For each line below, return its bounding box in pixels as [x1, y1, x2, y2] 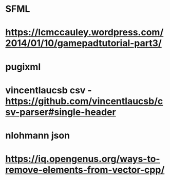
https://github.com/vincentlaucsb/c [5, 95, 163, 107]
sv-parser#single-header [5, 106, 117, 118]
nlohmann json [5, 129, 70, 141]
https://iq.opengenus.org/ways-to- [5, 153, 160, 165]
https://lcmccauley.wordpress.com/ [5, 27, 164, 38]
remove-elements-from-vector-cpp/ [5, 164, 165, 176]
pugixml [5, 61, 41, 72]
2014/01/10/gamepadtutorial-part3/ [5, 37, 162, 49]
